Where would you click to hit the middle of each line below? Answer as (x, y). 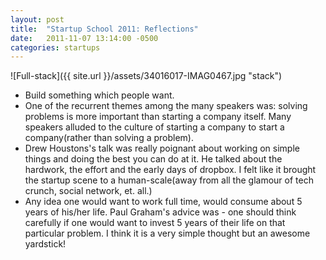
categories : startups (55, 47)
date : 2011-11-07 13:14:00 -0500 (84, 38)
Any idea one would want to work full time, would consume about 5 (163, 202)
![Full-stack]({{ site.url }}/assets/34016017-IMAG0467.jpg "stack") (146, 76)
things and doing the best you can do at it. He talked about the (153, 159)
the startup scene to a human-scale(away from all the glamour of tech (169, 180)
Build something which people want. (99, 95)
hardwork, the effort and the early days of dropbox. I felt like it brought (170, 170)
